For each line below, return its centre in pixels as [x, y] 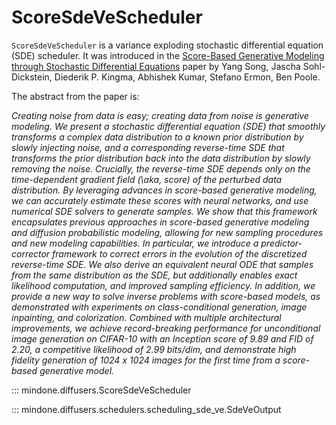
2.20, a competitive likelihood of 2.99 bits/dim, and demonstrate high [154, 349]
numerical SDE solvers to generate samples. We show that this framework [164, 211]
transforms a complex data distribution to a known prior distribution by [157, 137]
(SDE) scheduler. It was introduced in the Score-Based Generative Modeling [168, 55]
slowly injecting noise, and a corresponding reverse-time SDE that [148, 147]
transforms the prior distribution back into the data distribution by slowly [161, 158]
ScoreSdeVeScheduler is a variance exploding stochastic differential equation [167, 45]
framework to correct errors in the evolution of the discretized [180, 253]
